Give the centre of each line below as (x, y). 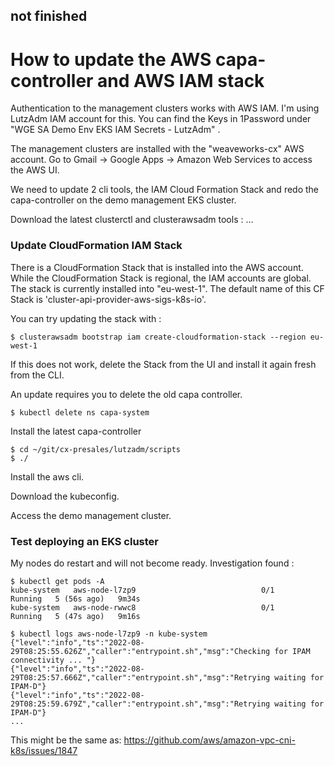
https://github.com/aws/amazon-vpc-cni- (209, 740)
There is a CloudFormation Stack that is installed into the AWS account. (157, 267)
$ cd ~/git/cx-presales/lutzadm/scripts (96, 449)
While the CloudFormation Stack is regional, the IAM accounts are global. (161, 278)
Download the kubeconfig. (65, 496)
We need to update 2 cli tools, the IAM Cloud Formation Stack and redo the (165, 190)
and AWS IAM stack (181, 80)
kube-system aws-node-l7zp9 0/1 (142, 590)
